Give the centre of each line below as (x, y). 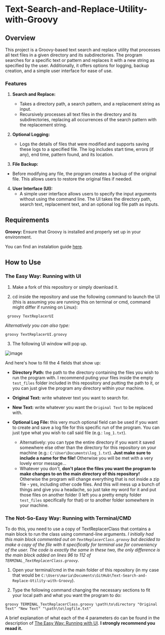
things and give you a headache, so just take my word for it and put (88, 489)
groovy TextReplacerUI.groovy (36, 334)
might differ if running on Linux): (45, 307)
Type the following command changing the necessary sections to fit (81, 590)
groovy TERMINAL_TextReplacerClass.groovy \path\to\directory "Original (81, 604)
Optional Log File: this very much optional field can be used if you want (85, 422)
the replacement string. (43, 125)
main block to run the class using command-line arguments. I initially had (79, 534)
